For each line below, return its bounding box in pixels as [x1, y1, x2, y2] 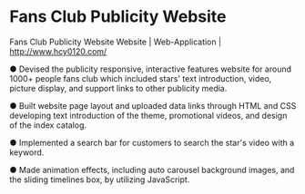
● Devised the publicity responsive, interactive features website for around [9, 63, 292, 74]
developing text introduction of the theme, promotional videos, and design [9, 110, 288, 121]
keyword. [9, 147, 45, 158]
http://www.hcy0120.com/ [9, 45, 107, 56]
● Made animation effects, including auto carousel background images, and [9, 164, 295, 175]
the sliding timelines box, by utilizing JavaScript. [9, 174, 190, 185]
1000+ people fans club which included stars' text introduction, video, [9, 73, 272, 83]
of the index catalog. [9, 120, 87, 131]
